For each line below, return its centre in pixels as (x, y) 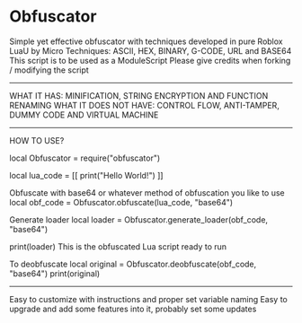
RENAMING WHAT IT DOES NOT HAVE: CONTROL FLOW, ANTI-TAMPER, (145, 105)
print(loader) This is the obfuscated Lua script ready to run (118, 246)
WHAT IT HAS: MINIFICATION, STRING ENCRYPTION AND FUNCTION (139, 95)
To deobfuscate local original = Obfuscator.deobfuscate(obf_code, (133, 264)
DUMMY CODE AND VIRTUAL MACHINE (84, 115)
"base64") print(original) (55, 273)
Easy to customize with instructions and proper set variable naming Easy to (148, 299)
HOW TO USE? (37, 140)
